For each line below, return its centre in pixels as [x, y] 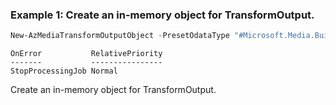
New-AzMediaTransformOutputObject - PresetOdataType [120, 36]
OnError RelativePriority [86, 54]
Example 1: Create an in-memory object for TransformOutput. [162, 15]
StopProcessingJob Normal [64, 71]
